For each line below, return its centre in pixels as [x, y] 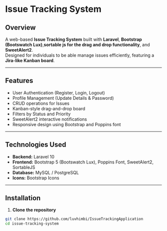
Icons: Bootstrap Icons [36, 178]
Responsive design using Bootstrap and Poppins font [67, 124]
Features [19, 81]
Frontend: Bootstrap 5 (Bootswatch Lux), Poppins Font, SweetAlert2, [83, 162]
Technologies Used [36, 145]
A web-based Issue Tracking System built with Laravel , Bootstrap [74, 39]
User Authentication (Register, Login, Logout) [59, 92]
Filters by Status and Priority [42, 114]
